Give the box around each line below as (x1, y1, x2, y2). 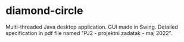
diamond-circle (5, 4, 83, 17)
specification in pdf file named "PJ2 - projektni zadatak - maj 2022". (5, 29, 173, 36)
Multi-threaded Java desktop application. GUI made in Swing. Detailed (5, 23, 178, 30)
